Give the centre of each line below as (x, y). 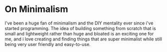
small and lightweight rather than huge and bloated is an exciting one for (79, 33)
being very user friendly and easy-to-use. (48, 44)
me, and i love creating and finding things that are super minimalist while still (83, 39)
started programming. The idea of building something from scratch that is (80, 28)
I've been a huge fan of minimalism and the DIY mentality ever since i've (79, 23)
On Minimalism (36, 9)
